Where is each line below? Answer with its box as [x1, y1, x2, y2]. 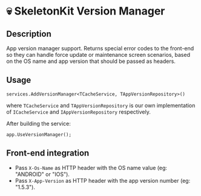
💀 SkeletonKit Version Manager [6, 4, 165, 18]
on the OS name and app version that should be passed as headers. [6, 57, 176, 65]
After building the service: [6, 120, 71, 127]
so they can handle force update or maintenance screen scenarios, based [6, 51, 191, 58]
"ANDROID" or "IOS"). [15, 171, 70, 178]
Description [6, 28, 51, 39]
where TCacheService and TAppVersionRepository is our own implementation [6, 102, 196, 109]
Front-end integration [6, 148, 90, 158]
